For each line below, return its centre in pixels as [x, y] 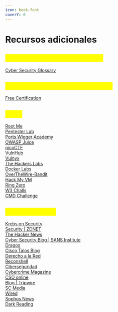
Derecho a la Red [23, 256]
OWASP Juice [20, 142]
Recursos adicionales [51, 40]
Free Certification [23, 98]
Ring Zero [15, 185]
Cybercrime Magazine [28, 272]
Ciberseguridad [21, 266]
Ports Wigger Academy [29, 137]
